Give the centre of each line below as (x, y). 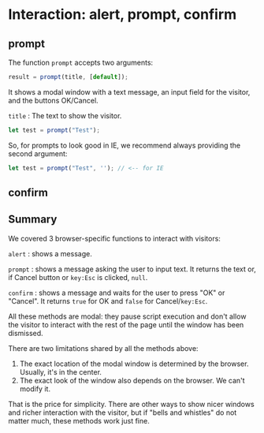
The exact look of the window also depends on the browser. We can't (132, 380)
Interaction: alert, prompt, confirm (123, 15)
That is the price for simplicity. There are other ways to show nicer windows (131, 404)
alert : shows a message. (50, 253)
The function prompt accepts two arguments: (81, 62)
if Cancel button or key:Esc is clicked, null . (78, 277)
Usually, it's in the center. (61, 371)
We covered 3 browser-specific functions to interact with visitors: (114, 238)
